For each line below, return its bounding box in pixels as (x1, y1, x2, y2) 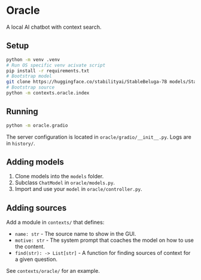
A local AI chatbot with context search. (6, 23, 102, 31)
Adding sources (6, 203, 67, 213)
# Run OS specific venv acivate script (6, 62, 106, 68)
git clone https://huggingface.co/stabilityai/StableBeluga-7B (6, 79, 167, 85)
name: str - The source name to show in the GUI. (14, 230, 136, 238)
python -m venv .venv (6, 56, 60, 63)
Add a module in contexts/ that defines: (6, 219, 105, 226)
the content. (14, 243, 45, 250)
